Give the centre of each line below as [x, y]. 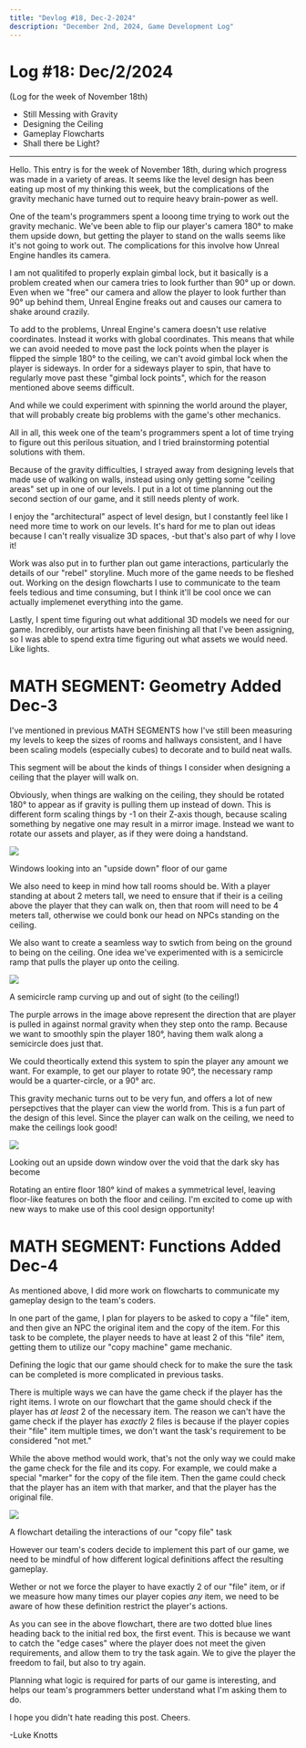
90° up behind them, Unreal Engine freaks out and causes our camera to [146, 302]
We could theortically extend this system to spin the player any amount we [149, 1062]
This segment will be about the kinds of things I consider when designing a [150, 768]
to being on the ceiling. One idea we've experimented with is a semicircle [147, 953]
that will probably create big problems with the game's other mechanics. [145, 415]
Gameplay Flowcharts [63, 134]
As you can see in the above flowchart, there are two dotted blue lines [141, 1624]
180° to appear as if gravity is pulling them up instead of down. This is [140, 805]
